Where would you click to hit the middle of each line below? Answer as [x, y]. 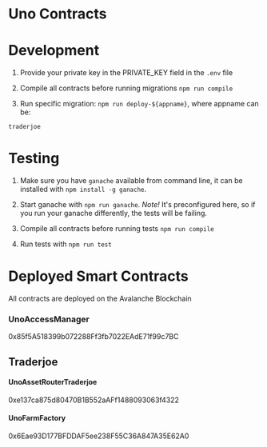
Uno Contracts [58, 14]
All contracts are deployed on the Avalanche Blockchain [100, 298]
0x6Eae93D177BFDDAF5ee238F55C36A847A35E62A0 [99, 436]
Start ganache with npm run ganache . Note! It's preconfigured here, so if [137, 205]
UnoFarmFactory [37, 418]
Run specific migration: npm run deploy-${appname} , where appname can [139, 104]
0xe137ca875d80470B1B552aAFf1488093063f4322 [94, 400]
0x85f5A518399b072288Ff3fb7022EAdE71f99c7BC [94, 337]
